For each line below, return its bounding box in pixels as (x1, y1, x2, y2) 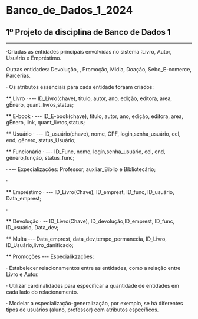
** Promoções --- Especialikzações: (6, 253, 94, 260)
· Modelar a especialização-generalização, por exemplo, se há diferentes (6, 300, 183, 307)
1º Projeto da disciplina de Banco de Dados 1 (6, 27, 171, 37)
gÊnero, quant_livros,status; (6, 101, 74, 108)
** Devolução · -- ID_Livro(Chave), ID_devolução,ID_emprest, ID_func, (6, 218, 175, 225)
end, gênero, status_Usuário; (6, 137, 76, 143)
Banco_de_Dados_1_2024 (6, 4, 133, 17)
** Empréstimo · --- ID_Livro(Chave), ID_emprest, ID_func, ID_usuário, (6, 189, 175, 195)
